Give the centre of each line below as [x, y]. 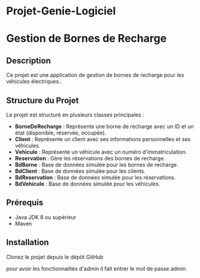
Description [28, 60]
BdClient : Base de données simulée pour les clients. [80, 171]
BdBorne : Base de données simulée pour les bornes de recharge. [96, 165]
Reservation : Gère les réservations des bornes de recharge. [90, 158]
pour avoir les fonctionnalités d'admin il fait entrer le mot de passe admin [96, 268]
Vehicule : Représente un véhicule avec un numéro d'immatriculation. [101, 152]
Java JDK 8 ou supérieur [46, 217]
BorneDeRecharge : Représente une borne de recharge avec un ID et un [104, 126]
